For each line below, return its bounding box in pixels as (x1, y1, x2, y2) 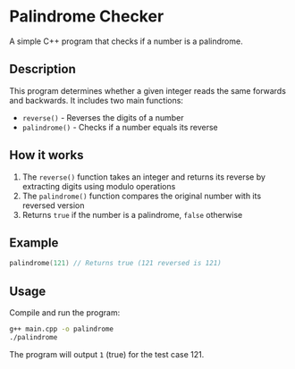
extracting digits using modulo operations (21, 180, 176, 191)
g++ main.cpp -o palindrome (9, 324, 114, 334)
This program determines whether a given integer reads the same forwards (9, 85, 286, 96)
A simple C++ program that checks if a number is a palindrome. (9, 36, 243, 46)
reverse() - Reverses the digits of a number (21, 112, 184, 122)
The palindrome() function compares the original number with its (21, 190, 262, 201)
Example (9, 235, 59, 250)
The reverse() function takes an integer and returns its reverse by (21, 172, 266, 182)
